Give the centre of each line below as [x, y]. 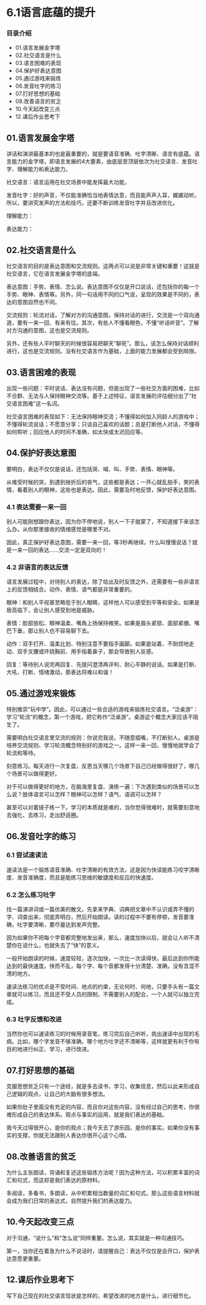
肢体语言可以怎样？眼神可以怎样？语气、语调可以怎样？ [92, 794]
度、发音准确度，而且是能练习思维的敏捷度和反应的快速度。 [82, 877]
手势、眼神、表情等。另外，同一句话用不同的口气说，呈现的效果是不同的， [100, 294]
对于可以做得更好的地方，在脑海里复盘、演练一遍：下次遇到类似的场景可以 [100, 787]
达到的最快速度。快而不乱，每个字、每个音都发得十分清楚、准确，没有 [95, 966]
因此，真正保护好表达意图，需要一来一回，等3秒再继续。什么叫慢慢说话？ [99, 542]
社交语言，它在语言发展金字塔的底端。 [55, 274]
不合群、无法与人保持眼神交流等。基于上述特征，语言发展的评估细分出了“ [99, 395]
